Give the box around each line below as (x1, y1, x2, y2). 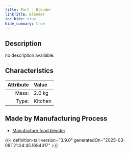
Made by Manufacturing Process (5, 115, 107, 123)
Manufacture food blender (12, 127, 66, 133)
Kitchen (33, 97, 52, 104)
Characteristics (5, 67, 54, 75)
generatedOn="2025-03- (74, 137, 126, 143)
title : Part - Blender (5, 7, 52, 12)
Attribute (7, 81, 29, 88)
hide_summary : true (5, 21, 45, 26)
